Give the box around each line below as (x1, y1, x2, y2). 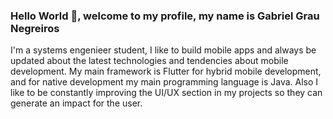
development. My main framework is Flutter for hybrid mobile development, (10, 65, 322, 78)
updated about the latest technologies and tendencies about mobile (10, 55, 289, 67)
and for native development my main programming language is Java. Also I (10, 76, 319, 88)
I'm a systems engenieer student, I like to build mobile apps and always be (10, 44, 317, 56)
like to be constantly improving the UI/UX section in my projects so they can (10, 87, 323, 99)
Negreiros (10, 21, 60, 35)
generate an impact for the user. (10, 97, 143, 109)
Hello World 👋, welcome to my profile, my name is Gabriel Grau (10, 9, 320, 23)
